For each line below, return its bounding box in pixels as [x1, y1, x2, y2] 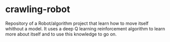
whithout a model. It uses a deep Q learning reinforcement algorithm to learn [5, 25, 165, 31]
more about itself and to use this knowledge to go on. [5, 31, 117, 37]
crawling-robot [5, 4, 70, 15]
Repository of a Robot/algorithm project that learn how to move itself [5, 20, 149, 26]
